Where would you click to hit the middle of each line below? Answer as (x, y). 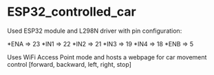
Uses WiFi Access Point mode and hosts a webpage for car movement (107, 57)
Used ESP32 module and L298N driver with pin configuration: (95, 31)
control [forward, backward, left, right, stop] (69, 64)
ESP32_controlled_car (72, 12)
